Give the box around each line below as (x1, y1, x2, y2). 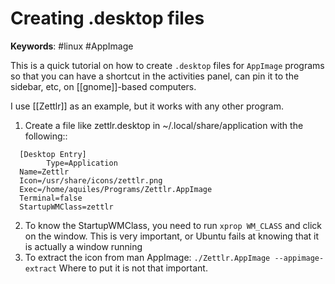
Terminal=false (19, 193, 83, 203)
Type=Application (46, 158, 118, 168)
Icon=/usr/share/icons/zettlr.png (19, 175, 163, 186)
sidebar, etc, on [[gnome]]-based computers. (10, 80, 197, 92)
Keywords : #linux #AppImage (10, 40, 134, 52)
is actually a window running (24, 240, 143, 252)
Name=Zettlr (19, 167, 70, 177)
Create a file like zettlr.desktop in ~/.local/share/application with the (24, 119, 304, 131)
